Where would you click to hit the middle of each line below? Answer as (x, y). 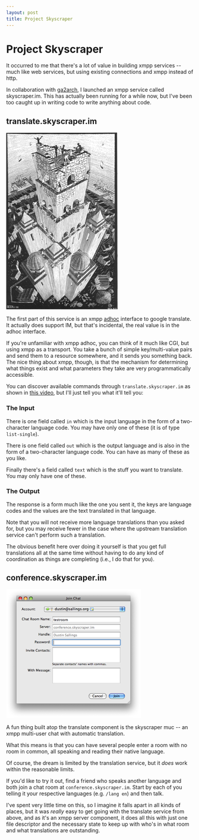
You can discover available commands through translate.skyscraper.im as (98, 386)
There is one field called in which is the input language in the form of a (93, 421)
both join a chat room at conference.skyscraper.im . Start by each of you (94, 787)
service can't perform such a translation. (56, 535)
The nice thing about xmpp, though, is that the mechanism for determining (97, 362)
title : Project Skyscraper (40, 19)
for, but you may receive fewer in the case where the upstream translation (97, 528)
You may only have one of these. (46, 476)
